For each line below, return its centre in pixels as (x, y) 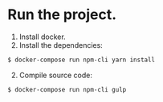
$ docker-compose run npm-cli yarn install (81, 60)
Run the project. (62, 15)
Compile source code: (56, 75)
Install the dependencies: (61, 45)
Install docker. (42, 37)
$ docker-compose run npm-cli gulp (67, 89)
